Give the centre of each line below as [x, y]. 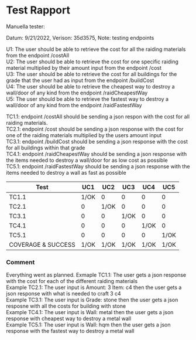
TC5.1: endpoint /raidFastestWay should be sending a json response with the [98, 166]
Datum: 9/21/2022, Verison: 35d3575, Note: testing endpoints [80, 38]
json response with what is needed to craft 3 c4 [63, 294]
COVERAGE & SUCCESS [42, 244]
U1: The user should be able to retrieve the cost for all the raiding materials [96, 49]
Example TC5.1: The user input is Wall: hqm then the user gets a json [88, 325]
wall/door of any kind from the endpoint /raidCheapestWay [77, 93]
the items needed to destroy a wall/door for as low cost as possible [87, 160]
